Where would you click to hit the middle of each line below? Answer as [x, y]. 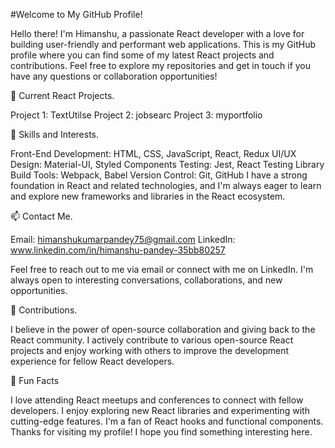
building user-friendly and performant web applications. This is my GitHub [163, 44]
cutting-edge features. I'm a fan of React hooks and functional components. [167, 421]
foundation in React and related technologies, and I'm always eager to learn [166, 185]
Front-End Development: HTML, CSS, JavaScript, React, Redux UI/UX [153, 153]
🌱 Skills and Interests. [55, 134]
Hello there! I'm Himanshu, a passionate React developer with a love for [157, 33]
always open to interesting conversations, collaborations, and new [146, 280]
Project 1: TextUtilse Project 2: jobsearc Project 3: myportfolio [136, 115]
